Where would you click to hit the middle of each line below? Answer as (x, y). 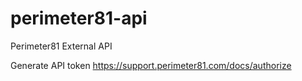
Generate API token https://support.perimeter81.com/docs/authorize (151, 65)
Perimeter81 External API (61, 46)
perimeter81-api (79, 18)
